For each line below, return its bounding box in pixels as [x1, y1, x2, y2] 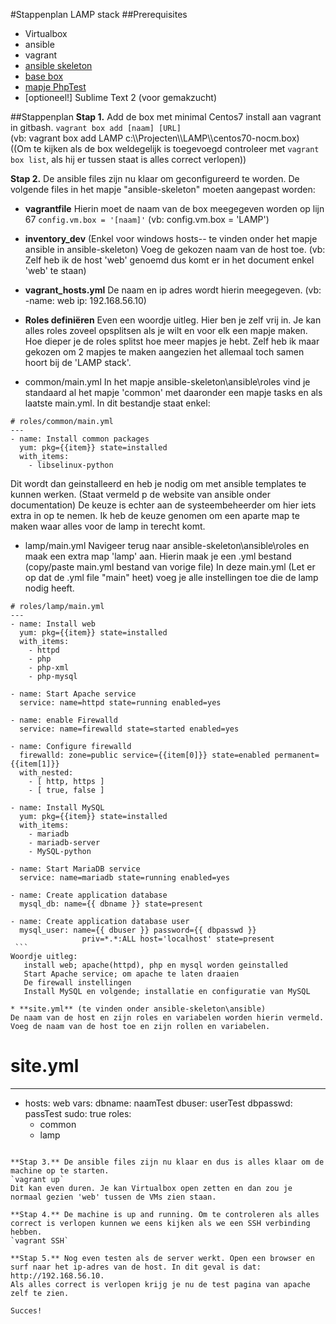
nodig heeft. [24, 582, 75, 594]
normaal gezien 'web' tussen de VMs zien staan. [10, 1192, 217, 1202]
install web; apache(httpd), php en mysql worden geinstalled [23, 960, 288, 970]
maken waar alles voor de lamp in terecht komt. [10, 520, 206, 532]
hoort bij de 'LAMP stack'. [24, 357, 132, 368]
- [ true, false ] [28, 785, 105, 795]
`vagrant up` [10, 1174, 65, 1184]
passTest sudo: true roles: [24, 1107, 132, 1119]
